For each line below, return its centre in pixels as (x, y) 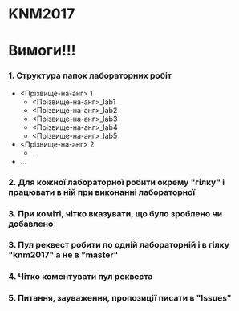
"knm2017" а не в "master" (63, 255)
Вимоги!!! (42, 51)
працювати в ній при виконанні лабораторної (102, 192)
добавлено (31, 224)
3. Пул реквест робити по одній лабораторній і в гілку (119, 245)
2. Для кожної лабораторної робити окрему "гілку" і (117, 182)
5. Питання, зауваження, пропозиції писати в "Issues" (120, 298)
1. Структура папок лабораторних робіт (90, 75)
